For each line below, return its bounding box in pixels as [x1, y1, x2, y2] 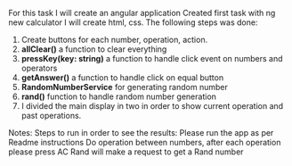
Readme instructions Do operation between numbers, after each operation [8, 137, 281, 147]
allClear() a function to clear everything [20, 44, 167, 54]
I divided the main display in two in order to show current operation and [20, 101, 284, 111]
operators [20, 62, 58, 73]
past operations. [20, 111, 82, 120]
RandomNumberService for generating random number [20, 82, 228, 92]
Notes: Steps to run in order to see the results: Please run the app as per [8, 128, 274, 137]
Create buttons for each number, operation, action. [20, 35, 208, 45]
